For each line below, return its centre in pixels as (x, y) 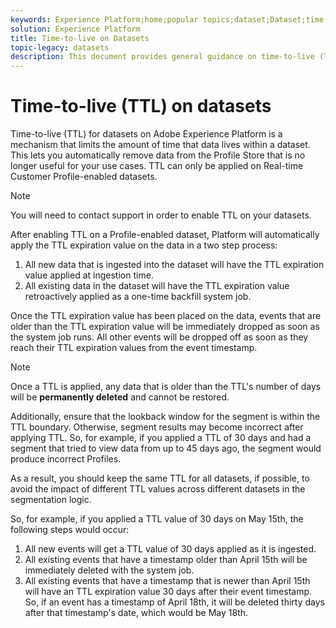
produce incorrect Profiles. (66, 459)
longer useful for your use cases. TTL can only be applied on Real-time (157, 166)
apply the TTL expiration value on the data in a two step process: (144, 245)
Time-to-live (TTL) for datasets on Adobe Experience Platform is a (146, 134)
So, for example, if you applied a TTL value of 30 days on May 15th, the (157, 519)
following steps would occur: (70, 530)
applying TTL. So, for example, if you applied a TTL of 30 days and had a (161, 438)
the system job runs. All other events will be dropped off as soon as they (159, 337)
